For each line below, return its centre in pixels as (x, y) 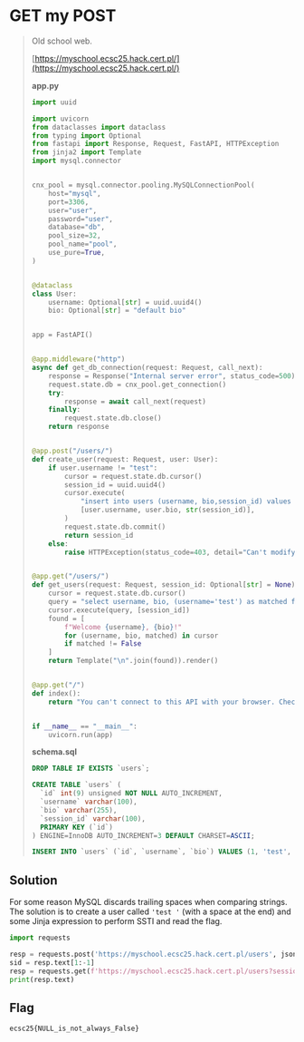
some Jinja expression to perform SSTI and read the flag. (116, 921)
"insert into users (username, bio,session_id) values (185, 502)
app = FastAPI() (62, 335)
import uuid (54, 102)
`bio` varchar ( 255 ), (79, 810)
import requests (40, 938)
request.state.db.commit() (115, 527)
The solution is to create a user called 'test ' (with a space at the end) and (150, 911)
